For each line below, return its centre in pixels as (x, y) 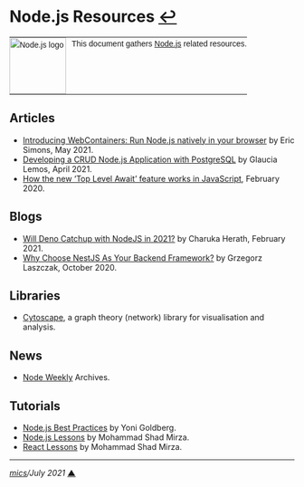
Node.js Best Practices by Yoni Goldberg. (99, 428)
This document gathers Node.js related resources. (159, 43)
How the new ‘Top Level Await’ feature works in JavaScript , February (151, 178)
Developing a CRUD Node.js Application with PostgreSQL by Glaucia (150, 159)
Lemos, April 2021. (57, 168)
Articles (33, 118)
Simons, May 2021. (58, 149)
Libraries (35, 296)
